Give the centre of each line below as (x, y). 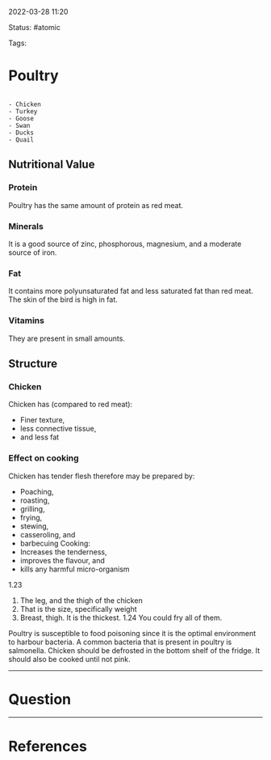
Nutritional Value (52, 165)
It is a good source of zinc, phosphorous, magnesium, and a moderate (125, 244)
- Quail (21, 140)
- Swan (19, 125)
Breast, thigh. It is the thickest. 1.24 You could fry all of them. (121, 618)
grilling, (33, 508)
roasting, (35, 500)
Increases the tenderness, (63, 552)
